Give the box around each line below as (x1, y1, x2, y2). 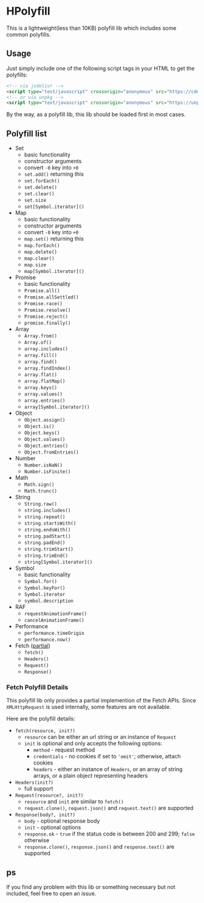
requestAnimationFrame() (24, 611, 87, 617)
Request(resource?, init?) (15, 792, 84, 799)
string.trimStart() (24, 546, 74, 553)
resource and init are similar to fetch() (24, 798, 124, 805)
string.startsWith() (24, 521, 76, 527)
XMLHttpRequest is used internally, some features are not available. (6, 704, 171, 711)
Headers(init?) (15, 780, 54, 786)
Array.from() (24, 333, 58, 339)
